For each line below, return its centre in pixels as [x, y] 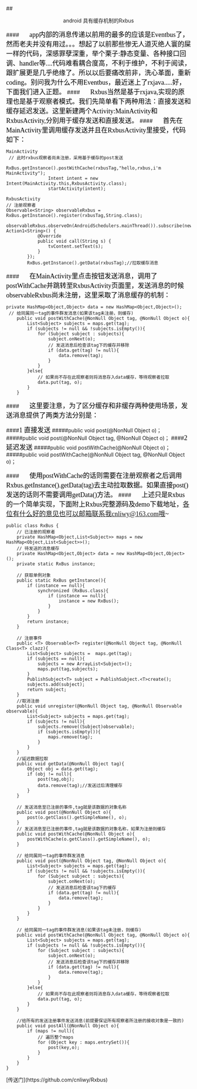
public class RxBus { [33, 526]
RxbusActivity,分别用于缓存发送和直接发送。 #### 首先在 [94, 121]
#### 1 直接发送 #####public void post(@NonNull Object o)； [84, 430]
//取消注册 [28, 701]
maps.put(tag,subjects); [68, 669]
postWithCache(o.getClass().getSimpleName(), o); [89, 839]
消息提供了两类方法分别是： [55, 415]
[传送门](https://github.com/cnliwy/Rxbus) [57, 1080]
